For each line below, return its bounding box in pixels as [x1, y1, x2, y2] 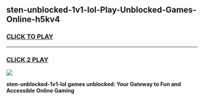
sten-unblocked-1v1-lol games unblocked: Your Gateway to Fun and [6, 80, 181, 87]
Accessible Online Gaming [6, 87, 75, 94]
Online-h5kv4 [6, 15, 61, 25]
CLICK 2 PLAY [6, 55, 49, 64]
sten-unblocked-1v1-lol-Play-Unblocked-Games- [6, 5, 197, 15]
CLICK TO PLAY [6, 33, 53, 41]
